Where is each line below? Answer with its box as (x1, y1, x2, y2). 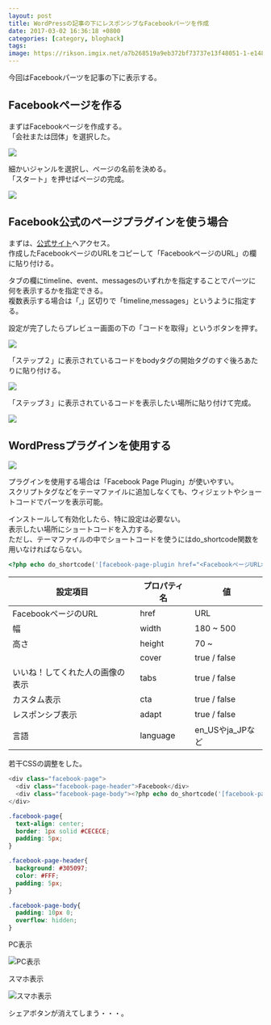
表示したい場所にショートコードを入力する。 (8, 525, 157, 534)
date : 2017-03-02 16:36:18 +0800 (8, 27, 121, 35)
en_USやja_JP (194, 724, 248, 736)
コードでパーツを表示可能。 (15, 497, 107, 507)
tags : (8, 42, 27, 50)
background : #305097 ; (15, 864, 89, 873)
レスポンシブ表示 (12, 709, 78, 720)
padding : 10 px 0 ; (15, 909, 74, 917)
